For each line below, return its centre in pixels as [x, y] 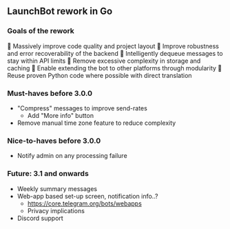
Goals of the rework [41, 31]
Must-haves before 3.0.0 [50, 93]
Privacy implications [56, 210]
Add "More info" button [61, 115]
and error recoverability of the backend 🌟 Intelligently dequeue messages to [115, 53]
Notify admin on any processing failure [72, 156]
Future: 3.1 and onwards [48, 174]
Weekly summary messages [57, 188]
